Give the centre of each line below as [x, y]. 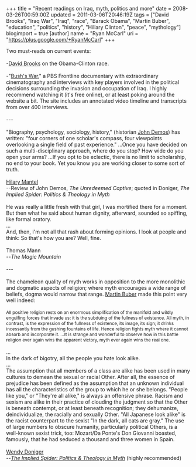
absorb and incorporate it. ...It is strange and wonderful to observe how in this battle [92, 334]
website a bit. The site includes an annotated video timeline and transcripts [97, 101]
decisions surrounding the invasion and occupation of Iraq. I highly [87, 88]
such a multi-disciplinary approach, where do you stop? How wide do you [95, 151]
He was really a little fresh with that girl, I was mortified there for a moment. [97, 207]
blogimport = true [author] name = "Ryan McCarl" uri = [72, 33]
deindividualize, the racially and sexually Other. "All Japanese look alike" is [96, 414]
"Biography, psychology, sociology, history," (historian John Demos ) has [93, 132]
